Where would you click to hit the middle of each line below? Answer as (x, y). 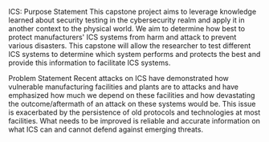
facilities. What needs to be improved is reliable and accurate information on (134, 121)
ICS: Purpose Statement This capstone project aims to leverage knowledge (132, 12)
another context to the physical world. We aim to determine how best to (127, 28)
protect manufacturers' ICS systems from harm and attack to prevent (122, 37)
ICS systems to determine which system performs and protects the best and (134, 54)
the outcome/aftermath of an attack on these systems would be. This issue (132, 104)
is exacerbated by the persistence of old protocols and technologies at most (134, 112)
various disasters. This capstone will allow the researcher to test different (130, 46)
